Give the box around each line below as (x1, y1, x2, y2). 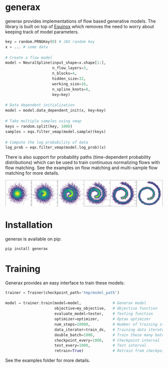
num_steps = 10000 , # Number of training (54, 322, 157, 327)
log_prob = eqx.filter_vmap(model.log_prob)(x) (5, 145, 106, 150)
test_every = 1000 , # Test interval (54, 343, 146, 348)
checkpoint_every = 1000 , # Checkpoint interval (54, 338, 160, 343)
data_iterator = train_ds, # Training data (54, 327, 146, 332)
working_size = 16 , (52, 81, 88, 86)
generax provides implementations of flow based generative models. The (5, 18, 156, 24)
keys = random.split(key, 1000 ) (5, 124, 72, 129)
